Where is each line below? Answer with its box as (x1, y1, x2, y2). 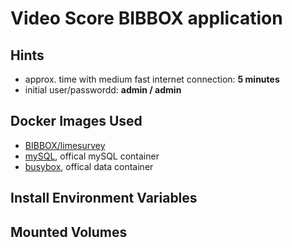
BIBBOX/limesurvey (24, 139, 106, 151)
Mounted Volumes (10, 223, 128, 241)
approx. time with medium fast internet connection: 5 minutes (24, 73, 280, 85)
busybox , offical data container (24, 160, 154, 172)
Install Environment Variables (10, 190, 198, 207)
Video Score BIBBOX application (10, 7, 283, 30)
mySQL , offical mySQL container (24, 150, 160, 162)
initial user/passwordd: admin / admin (24, 84, 182, 96)
